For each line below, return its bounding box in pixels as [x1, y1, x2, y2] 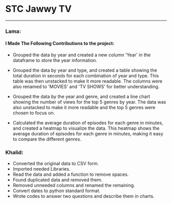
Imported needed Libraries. [12, 166, 71, 172]
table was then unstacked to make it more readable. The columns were [12, 78, 163, 85]
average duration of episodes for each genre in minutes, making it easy [12, 131, 164, 137]
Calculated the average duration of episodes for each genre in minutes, [12, 120, 163, 126]
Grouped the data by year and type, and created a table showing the [12, 67, 157, 73]
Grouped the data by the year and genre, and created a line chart [12, 93, 150, 100]
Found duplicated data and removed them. [12, 177, 102, 183]
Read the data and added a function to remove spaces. [12, 171, 129, 177]
